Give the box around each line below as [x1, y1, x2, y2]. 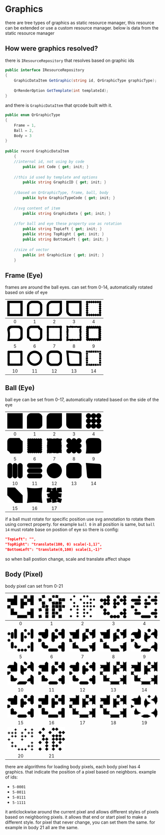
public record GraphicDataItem [5, 149, 69, 154]
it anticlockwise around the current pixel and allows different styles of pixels [5, 809, 159, 815]
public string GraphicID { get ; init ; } [23, 180, 107, 185]
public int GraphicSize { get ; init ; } [23, 252, 105, 258]
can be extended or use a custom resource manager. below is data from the [5, 25, 159, 30]
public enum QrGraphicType [5, 113, 60, 117]
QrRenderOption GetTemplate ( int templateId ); [14, 88, 109, 93]
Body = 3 [14, 133, 32, 138]
